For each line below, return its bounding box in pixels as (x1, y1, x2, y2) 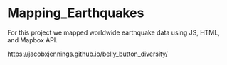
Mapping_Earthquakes (7, 5, 144, 21)
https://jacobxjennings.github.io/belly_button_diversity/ (7, 49, 169, 58)
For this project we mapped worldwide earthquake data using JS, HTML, (7, 28, 221, 37)
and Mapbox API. (7, 35, 58, 44)
